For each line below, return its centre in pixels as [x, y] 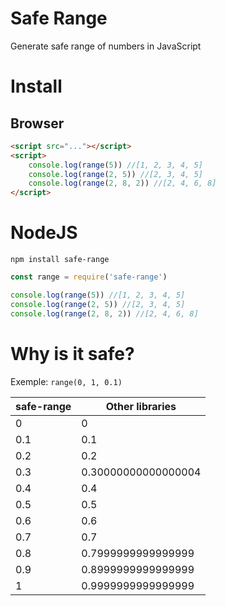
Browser [37, 123]
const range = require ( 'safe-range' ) [89, 277]
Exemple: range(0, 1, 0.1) [66, 381]
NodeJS [44, 233]
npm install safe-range [60, 260]
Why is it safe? [72, 353]
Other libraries [141, 406]
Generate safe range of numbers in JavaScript [106, 46]
